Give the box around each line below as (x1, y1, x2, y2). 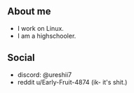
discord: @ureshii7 (17, 70, 72, 79)
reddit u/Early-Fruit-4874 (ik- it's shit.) (17, 78, 128, 86)
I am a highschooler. (17, 31, 76, 40)
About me (7, 6, 51, 17)
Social (7, 52, 35, 64)
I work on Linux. (17, 24, 65, 32)
